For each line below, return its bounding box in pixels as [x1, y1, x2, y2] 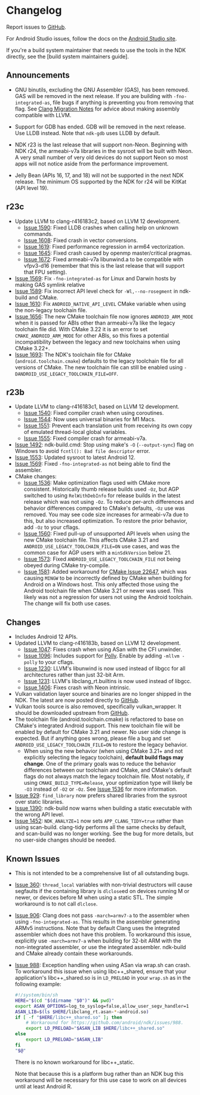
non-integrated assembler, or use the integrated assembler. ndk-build [14, 944, 186, 950]
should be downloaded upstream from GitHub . [14, 709, 130, 717]
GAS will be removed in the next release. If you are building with [14, 92, 173, 99]
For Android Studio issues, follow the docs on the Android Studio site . [6, 35, 177, 42]
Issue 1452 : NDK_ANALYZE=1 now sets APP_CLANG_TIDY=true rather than [14, 817, 184, 825]
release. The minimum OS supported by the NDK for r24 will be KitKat [14, 178, 187, 185]
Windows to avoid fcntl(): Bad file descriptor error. [14, 448, 150, 455]
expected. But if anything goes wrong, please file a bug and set [14, 735, 171, 742]
